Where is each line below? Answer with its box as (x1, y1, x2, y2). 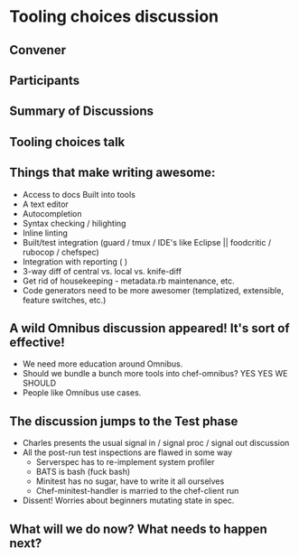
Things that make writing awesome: (9, 165, 216, 181)
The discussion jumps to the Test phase (9, 413, 238, 429)
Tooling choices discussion (9, 6, 220, 27)
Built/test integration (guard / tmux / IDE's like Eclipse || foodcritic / (22, 237, 272, 247)
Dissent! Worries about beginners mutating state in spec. (22, 495, 235, 506)
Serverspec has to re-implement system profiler (35, 457, 215, 468)
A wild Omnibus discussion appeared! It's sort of (9, 320, 291, 336)
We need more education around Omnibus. (22, 358, 183, 369)
